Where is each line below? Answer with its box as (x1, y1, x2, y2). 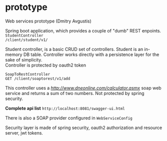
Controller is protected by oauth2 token (5, 62, 86, 68)
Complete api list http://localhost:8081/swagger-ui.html (5, 105, 125, 111)
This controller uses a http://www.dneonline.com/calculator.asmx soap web (5, 84, 161, 91)
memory (5, 51, 22, 57)
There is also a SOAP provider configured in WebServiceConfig (5, 114, 132, 121)
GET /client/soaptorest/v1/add (5, 76, 70, 81)
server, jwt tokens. (5, 129, 43, 136)
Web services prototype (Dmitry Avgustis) (5, 18, 91, 24)
